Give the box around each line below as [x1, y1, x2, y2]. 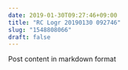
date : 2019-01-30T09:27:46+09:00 [8, 11, 118, 19]
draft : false [8, 33, 51, 41]
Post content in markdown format [8, 54, 116, 64]
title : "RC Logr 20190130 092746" [8, 19, 122, 26]
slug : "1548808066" [8, 26, 72, 33]
